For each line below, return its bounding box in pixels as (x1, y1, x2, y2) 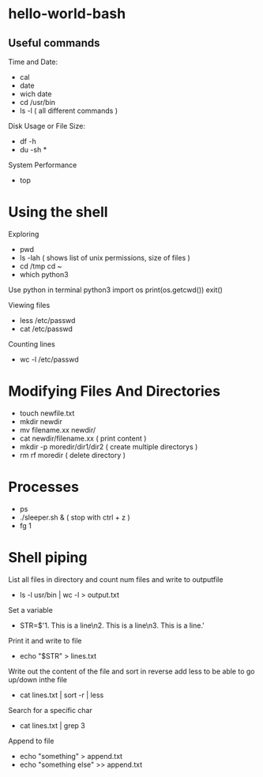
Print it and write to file (8, 636, 82, 645)
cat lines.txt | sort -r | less (19, 690, 104, 700)
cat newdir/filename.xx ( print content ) (19, 434, 147, 443)
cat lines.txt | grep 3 (19, 720, 85, 730)
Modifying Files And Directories (8, 382, 221, 400)
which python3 (19, 269, 69, 279)
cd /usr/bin (19, 98, 56, 107)
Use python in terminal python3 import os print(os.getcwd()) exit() (8, 285, 224, 295)
